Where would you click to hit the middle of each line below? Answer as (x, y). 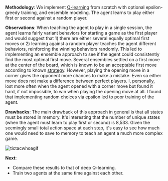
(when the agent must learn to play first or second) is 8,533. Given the (78, 123)
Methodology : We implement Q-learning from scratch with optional (75, 7)
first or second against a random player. (46, 18)
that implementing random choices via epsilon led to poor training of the (80, 97)
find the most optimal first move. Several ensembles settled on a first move (82, 59)
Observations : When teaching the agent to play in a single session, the (79, 28)
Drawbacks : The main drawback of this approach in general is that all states (84, 112)
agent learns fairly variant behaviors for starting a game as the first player (81, 33)
